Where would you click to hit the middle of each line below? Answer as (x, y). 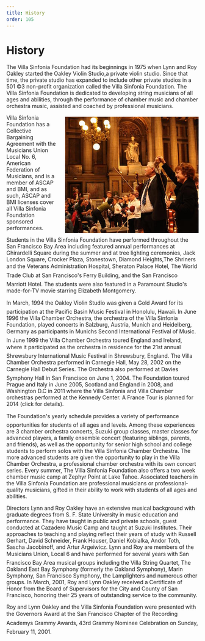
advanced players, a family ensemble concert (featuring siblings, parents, (99, 438)
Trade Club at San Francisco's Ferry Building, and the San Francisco (92, 275)
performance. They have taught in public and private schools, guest (92, 521)
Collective (19, 131)
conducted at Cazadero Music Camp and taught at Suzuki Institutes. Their (99, 527)
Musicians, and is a (31, 176)
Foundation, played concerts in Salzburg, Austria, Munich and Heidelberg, (99, 325)
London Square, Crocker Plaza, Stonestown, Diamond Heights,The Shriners (101, 259)
